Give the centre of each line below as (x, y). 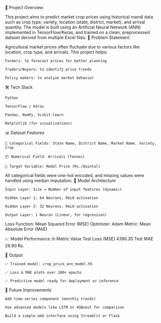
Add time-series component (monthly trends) (51, 299)
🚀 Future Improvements (28, 290)
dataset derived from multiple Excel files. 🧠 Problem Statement (67, 37)
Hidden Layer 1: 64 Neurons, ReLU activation (51, 198)
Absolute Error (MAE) (26, 229)
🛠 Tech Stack (19, 87)
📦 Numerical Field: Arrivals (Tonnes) (45, 157)
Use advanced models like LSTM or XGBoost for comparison (65, 307)
